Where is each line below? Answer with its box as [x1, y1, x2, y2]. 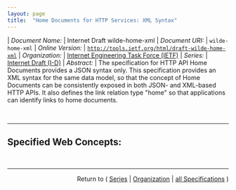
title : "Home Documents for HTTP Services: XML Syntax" [7, 17, 178, 24]
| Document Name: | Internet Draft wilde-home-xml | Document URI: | [7, 36, 209, 44]
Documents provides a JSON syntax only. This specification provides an [7, 66, 216, 74]
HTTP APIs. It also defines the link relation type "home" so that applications [7, 88, 226, 97]
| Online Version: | [34, 43, 86, 52]
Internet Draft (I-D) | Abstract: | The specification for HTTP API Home [7, 58, 207, 67]
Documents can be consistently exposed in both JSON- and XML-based [7, 81, 216, 89]
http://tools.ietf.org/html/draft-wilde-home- [87, 45, 226, 52]
